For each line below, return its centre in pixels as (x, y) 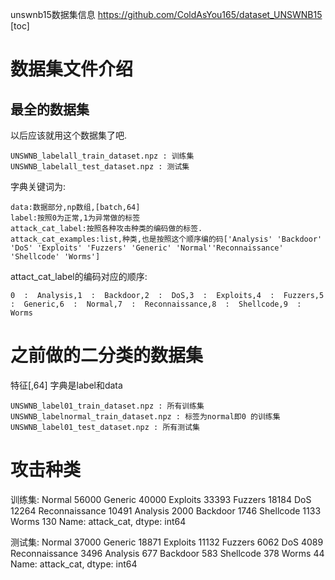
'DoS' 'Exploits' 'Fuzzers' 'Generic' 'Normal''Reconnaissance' (147, 248)
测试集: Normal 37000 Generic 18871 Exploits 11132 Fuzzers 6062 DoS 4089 (167, 542)
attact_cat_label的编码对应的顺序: (79, 276)
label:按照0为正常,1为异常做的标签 (75, 218)
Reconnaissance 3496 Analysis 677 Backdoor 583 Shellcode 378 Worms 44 (167, 553)
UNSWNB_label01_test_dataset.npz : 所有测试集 (105, 427)
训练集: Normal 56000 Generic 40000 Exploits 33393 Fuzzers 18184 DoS (161, 499)
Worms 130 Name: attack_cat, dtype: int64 (98, 521)
